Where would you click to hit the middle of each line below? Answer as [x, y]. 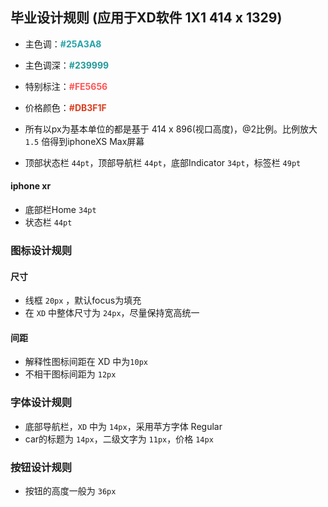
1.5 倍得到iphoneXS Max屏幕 [84, 141]
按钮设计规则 [41, 467]
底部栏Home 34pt [60, 210]
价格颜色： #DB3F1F [65, 107]
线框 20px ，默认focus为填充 [83, 300]
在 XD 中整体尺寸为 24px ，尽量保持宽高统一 [112, 313]
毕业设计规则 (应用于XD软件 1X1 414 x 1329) [146, 18]
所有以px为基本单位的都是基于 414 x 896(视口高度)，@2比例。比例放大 [171, 129]
